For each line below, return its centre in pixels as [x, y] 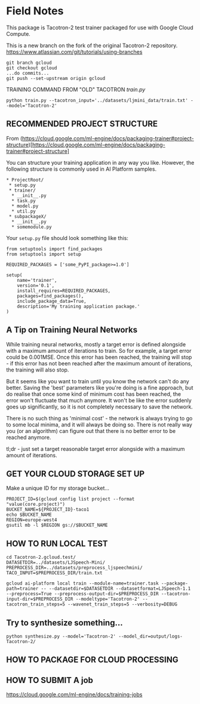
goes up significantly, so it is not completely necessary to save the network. [99, 407]
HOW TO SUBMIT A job [50, 680]
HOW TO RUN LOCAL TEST [57, 544]
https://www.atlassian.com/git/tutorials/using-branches [74, 51]
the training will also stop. [38, 370]
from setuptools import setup [44, 254]
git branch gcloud [29, 63]
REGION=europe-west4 [32, 520]
